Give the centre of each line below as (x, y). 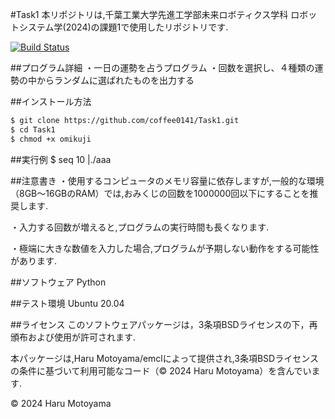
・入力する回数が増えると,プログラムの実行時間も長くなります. (140, 227)
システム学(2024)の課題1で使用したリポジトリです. (123, 27)
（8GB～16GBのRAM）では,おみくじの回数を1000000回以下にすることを (160, 193)
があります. (34, 260)
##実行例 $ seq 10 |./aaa (61, 159)
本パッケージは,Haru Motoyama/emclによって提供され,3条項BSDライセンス (164, 358)
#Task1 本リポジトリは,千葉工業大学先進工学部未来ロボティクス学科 (149, 14)
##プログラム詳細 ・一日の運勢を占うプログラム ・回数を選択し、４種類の (162, 67)
